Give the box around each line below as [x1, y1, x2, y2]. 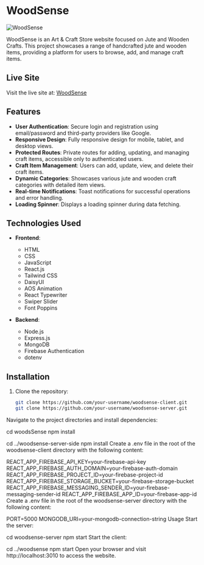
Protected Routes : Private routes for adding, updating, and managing [15, 149, 190, 156]
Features [6, 107, 41, 117]
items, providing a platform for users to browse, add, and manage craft [6, 48, 184, 55]
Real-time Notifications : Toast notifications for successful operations [15, 187, 191, 195]
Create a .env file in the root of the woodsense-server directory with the [6, 497, 187, 504]
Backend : [15, 316, 40, 324]
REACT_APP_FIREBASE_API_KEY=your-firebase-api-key [6, 458, 146, 465]
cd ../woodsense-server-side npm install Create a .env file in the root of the [6, 439, 196, 447]
